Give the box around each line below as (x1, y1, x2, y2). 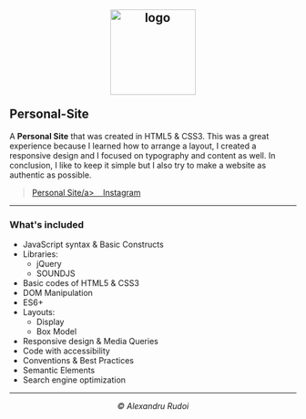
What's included (9, 218, 85, 230)
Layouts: (22, 307, 56, 318)
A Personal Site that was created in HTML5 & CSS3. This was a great (9, 130, 270, 141)
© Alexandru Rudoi (117, 401, 189, 412)
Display (36, 316, 65, 328)
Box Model (36, 326, 77, 337)
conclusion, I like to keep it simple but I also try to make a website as (9, 159, 267, 170)
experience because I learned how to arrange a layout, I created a (9, 140, 257, 151)
